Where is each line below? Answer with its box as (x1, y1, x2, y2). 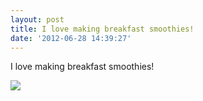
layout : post (10, 14, 65, 25)
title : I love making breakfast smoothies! (10, 24, 195, 34)
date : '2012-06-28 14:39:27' (10, 33, 132, 43)
